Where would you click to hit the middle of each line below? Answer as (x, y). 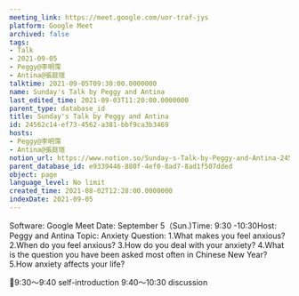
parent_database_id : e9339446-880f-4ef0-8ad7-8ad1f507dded (121, 166)
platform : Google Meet (51, 26)
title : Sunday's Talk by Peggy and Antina (89, 116)
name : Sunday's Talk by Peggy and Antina (87, 92)
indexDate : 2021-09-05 (51, 200)
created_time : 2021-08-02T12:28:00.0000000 (91, 191)
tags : (19, 42)
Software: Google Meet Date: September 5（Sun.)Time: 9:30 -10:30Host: (143, 225)
